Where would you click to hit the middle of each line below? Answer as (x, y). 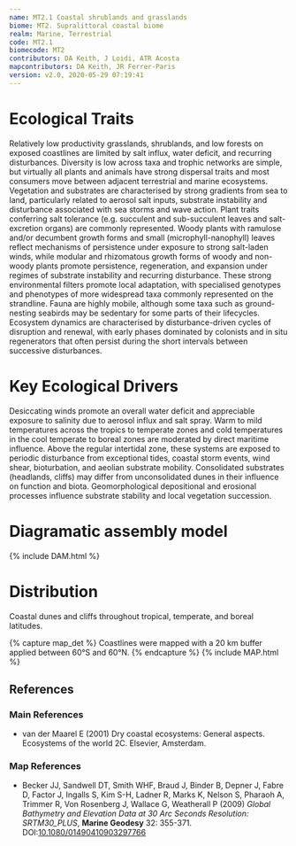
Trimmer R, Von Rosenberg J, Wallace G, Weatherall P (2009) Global (146, 804)
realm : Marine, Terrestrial (61, 34)
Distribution (54, 591)
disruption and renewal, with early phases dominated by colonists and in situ (148, 331)
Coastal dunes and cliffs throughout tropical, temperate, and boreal (132, 616)
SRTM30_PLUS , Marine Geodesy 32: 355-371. (107, 823)
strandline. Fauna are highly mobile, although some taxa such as (126, 303)
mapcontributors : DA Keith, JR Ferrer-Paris (92, 67)
